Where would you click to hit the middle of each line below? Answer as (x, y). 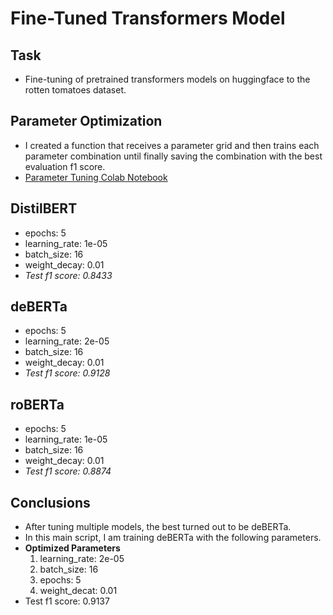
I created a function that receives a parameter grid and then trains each (172, 145)
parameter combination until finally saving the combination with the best (173, 156)
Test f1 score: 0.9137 (67, 601)
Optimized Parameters (72, 548)
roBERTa (37, 404)
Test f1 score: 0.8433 (68, 275)
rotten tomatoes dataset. (75, 90)
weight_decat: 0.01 (78, 591)
